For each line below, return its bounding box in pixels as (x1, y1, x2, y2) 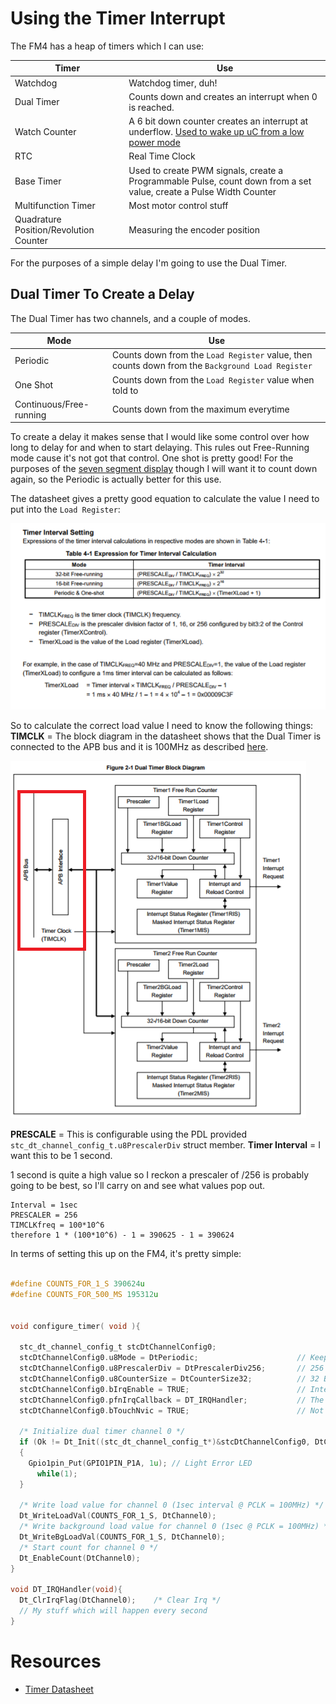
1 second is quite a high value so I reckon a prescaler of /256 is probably (10, 1169, 310, 1181)
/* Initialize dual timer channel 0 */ (19, 1427, 186, 1437)
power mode (128, 137, 181, 149)
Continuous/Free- (14, 398, 90, 410)
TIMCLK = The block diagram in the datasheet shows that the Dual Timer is (10, 730, 322, 742)
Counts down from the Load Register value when (111, 373, 315, 386)
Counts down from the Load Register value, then (111, 349, 313, 361)
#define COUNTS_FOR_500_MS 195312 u (10, 1289, 159, 1299)
